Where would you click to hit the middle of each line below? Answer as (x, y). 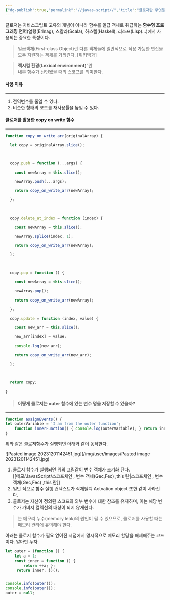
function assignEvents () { (34, 419)
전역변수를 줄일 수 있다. (36, 101)
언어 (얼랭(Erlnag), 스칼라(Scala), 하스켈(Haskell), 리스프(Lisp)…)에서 (87, 31)
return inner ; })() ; (38, 570)
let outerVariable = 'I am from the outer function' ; (63, 424)
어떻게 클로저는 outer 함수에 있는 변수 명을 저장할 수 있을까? (76, 403)
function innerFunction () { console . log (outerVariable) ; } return (86, 429)
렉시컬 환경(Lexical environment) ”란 (55, 65)
